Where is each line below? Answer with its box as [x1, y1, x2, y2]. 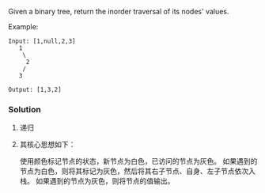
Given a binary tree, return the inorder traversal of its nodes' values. [8, 7, 229, 16]
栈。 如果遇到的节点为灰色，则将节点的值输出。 [19, 176, 175, 186]
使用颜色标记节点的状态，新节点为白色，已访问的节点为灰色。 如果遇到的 [19, 157, 258, 166]
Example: [8, 22, 39, 31]
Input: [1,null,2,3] [8, 37, 77, 45]
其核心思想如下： [19, 140, 76, 149]
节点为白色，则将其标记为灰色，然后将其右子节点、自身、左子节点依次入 [19, 166, 256, 176]
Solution [8, 104, 42, 115]
